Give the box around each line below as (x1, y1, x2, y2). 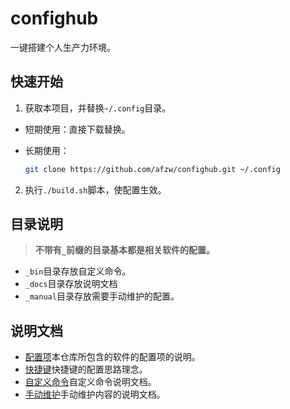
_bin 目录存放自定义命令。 (24, 265, 132, 277)
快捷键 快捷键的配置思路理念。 (24, 363, 148, 376)
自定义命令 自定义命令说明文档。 (24, 376, 157, 388)
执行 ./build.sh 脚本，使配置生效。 (24, 183, 167, 196)
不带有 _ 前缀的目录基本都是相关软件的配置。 (34, 244, 215, 256)
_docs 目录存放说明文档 (24, 278, 118, 290)
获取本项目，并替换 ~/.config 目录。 (24, 102, 172, 114)
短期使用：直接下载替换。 (24, 123, 131, 135)
